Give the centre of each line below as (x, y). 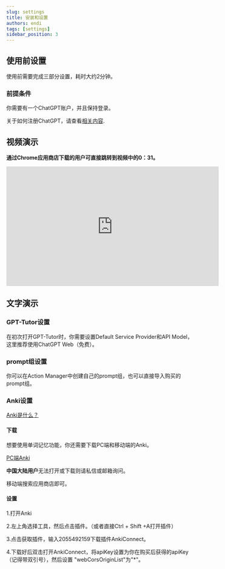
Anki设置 (20, 400)
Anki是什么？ (23, 415)
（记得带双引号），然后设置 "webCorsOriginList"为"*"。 (75, 559)
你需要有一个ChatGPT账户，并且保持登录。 (60, 108)
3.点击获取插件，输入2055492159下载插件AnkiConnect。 (78, 539)
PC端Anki (18, 458)
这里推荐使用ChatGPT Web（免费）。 (52, 344)
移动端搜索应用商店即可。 (38, 483)
